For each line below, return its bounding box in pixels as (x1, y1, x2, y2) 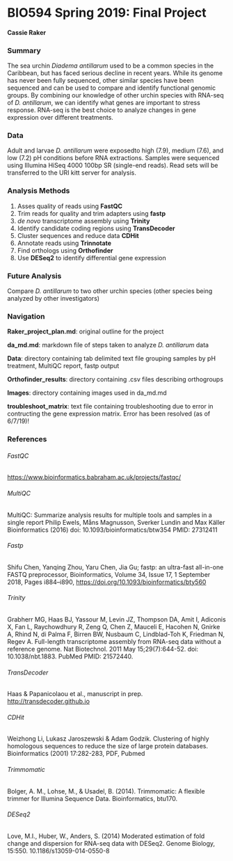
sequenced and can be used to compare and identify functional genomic (7, 84, 216, 92)
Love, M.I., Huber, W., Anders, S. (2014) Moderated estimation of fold (7, 832, 205, 840)
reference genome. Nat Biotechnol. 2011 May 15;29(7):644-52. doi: (7, 645, 199, 653)
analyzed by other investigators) (7, 294, 99, 302)
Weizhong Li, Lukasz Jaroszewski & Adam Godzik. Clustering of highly (7, 734, 210, 743)
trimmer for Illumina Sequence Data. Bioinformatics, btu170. (7, 794, 178, 803)
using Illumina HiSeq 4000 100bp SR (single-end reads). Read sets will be (7, 161, 218, 170)
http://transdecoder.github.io (7, 697, 90, 706)
